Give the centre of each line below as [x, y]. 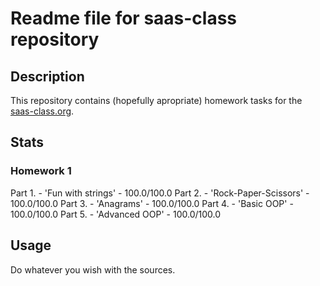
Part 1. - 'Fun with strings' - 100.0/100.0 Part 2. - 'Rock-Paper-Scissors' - [160, 193]
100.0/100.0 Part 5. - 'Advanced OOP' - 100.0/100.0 [116, 214]
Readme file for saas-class [124, 18]
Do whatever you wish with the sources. [93, 269]
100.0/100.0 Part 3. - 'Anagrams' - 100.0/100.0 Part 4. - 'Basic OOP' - [152, 203]
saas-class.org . [42, 111]
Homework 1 [41, 171]
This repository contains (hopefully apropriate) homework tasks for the [156, 100]
